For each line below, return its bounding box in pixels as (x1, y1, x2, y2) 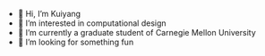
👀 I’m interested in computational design (17, 18, 167, 28)
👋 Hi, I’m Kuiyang (17, 9, 81, 19)
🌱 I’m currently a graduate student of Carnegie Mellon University (17, 28, 257, 37)
